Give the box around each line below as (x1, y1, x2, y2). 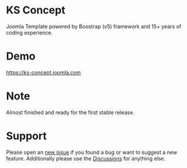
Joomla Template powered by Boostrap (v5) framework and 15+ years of (6, 23, 182, 30)
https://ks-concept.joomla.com (6, 68, 81, 76)
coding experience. (6, 29, 53, 36)
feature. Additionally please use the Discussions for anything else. (6, 155, 166, 162)
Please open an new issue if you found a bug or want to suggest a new (6, 149, 178, 156)
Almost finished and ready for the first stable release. (6, 109, 135, 116)
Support (6, 129, 47, 142)
